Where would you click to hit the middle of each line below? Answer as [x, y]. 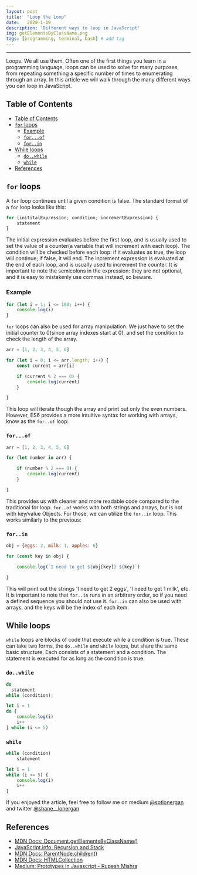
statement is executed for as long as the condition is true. [75, 658]
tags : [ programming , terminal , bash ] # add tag [65, 39]
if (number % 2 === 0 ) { [47, 469]
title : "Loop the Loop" [36, 17]
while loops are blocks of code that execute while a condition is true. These [97, 640]
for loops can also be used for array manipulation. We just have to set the [95, 326]
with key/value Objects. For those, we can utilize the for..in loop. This [91, 513]
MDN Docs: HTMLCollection [49, 860]
